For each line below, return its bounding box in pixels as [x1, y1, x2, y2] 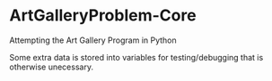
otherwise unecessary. [9, 61, 94, 72]
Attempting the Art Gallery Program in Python [9, 35, 177, 45]
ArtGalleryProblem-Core [9, 5, 197, 26]
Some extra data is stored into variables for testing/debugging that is [9, 52, 264, 62]
